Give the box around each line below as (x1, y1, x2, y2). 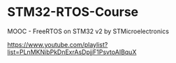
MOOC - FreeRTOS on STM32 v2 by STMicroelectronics (7, 27, 170, 35)
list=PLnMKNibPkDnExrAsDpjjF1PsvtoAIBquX (7, 48, 137, 56)
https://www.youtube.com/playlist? (7, 40, 108, 48)
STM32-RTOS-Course (7, 4, 138, 20)
